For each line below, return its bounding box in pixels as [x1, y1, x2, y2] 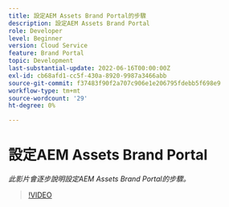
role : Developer [8, 27, 63, 35]
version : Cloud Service [8, 42, 88, 50]
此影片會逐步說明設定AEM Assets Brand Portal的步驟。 [8, 174, 190, 184]
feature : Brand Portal [8, 49, 84, 57]
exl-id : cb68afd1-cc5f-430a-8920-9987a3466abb [8, 72, 167, 80]
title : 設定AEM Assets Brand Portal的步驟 [8, 11, 147, 20]
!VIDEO [27, 190, 52, 200]
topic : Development [8, 57, 74, 65]
